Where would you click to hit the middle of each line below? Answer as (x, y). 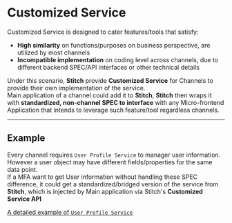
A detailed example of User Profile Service (70, 212)
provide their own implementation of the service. (76, 88)
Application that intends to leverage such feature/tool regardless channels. (113, 110)
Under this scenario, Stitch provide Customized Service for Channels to (110, 80)
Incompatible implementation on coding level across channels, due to (118, 59)
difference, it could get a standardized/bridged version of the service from (113, 184)
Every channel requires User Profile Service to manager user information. (114, 155)
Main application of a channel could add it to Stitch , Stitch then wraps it (109, 95)
